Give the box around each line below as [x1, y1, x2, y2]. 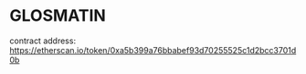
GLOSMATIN [9, 5, 107, 26]
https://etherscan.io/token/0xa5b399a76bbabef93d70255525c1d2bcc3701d [9, 44, 297, 55]
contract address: [9, 35, 76, 46]
